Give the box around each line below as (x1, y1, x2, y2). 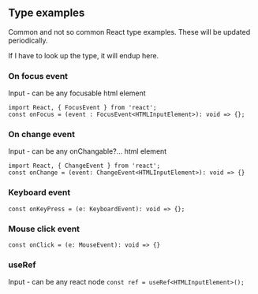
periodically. (8, 35, 49, 45)
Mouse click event (8, 223, 80, 234)
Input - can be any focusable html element (8, 88, 146, 98)
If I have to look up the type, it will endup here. (8, 50, 159, 60)
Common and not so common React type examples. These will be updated (8, 27, 251, 36)
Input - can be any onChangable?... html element (8, 147, 167, 156)
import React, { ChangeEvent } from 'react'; (8, 162, 160, 170)
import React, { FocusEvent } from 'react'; (8, 104, 157, 112)
